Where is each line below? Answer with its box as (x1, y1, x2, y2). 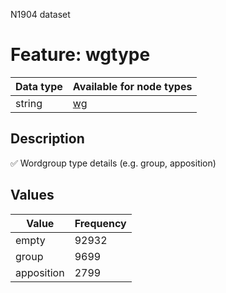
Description (10, 130, 85, 148)
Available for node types (72, 79, 193, 93)
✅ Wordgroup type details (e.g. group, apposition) (10, 157, 217, 169)
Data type (15, 79, 63, 93)
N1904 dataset (10, 9, 71, 20)
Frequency (74, 216, 127, 230)
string (15, 96, 43, 110)
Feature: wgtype (10, 44, 151, 66)
